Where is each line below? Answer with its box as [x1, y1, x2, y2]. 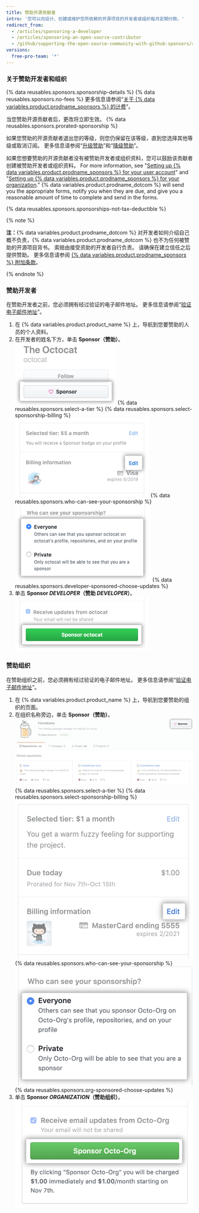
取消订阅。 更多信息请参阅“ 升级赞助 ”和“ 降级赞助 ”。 [16, 142, 142, 149]
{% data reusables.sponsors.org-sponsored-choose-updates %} [14, 1087, 174, 1094]
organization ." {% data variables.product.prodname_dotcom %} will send [6, 181, 185, 189]
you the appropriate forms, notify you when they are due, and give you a [6, 187, 183, 195]
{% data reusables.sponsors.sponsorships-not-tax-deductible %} [6, 205, 167, 213]
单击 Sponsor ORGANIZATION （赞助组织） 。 [14, 1094, 123, 1101]
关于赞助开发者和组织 [6, 75, 67, 83]
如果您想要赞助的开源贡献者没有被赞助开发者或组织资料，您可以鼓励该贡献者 [6, 155, 193, 162]
